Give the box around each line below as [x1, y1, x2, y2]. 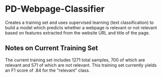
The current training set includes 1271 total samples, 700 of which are [5, 57, 145, 63]
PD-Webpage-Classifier [5, 3, 105, 15]
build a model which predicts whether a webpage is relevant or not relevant [5, 24, 158, 30]
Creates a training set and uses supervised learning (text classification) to [5, 19, 154, 25]
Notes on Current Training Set [5, 44, 98, 52]
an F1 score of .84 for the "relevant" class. [5, 67, 91, 73]
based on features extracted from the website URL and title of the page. [5, 30, 150, 36]
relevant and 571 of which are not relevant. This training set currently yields [5, 62, 157, 68]
